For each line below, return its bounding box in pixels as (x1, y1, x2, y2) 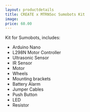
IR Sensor (12, 60, 32, 66)
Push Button (12, 92, 38, 98)
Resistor (12, 102, 30, 108)
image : (5, 16, 19, 21)
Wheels (12, 70, 28, 77)
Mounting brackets (12, 76, 51, 82)
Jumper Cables (12, 86, 44, 92)
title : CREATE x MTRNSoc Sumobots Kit (5, 12, 85, 17)
